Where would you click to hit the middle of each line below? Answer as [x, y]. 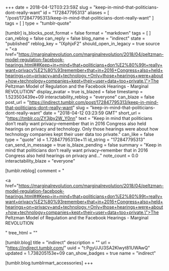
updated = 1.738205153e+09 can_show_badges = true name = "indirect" [80, 253]
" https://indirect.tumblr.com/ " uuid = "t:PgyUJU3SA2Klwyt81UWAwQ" [78, 248]
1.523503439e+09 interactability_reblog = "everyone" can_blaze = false [80, 97]
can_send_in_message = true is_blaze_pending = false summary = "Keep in [83, 145]
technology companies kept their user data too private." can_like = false [80, 134]
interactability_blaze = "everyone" [40, 161]
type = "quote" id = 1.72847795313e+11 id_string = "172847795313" [75, 140]
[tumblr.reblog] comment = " [35, 171]
